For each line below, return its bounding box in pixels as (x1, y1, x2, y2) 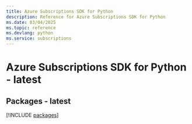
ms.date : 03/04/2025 (6, 19, 57, 25)
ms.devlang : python (6, 30, 54, 36)
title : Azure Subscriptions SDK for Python (6, 8, 114, 15)
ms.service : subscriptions (6, 36, 72, 41)
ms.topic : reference (6, 24, 57, 31)
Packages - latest (6, 96, 71, 106)
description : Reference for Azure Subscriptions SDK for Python (6, 14, 166, 20)
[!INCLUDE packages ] (6, 112, 59, 118)
